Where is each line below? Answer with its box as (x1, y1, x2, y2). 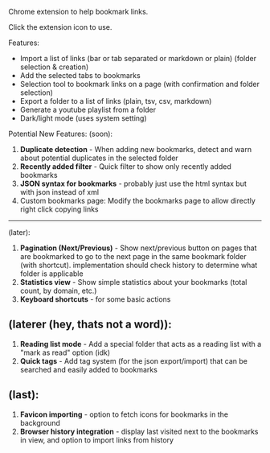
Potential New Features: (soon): (8, 129, 113, 138)
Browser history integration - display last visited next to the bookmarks (19, 426, 259, 436)
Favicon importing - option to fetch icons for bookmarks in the (19, 410, 229, 419)
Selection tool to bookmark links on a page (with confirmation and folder (19, 80, 260, 89)
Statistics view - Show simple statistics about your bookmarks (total (19, 278, 247, 286)
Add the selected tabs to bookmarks (19, 71, 141, 80)
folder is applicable (19, 269, 84, 278)
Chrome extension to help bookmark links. (8, 7, 149, 16)
